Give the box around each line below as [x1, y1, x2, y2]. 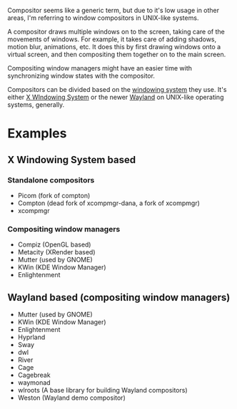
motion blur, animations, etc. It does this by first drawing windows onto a [7, 43, 221, 51]
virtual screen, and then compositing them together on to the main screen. [7, 50, 226, 58]
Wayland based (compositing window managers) [7, 291, 231, 304]
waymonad [17, 378, 51, 387]
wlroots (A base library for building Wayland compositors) [17, 385, 188, 394]
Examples [7, 125, 67, 142]
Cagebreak [17, 371, 51, 379]
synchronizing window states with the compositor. [7, 71, 156, 80]
